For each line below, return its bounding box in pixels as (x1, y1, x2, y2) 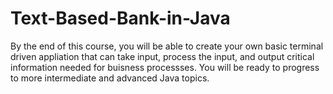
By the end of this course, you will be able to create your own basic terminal (10, 40, 324, 52)
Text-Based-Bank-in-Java (10, 7, 231, 30)
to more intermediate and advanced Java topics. (10, 72, 210, 84)
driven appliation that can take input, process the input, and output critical (10, 50, 315, 62)
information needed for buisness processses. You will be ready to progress (10, 61, 320, 73)
